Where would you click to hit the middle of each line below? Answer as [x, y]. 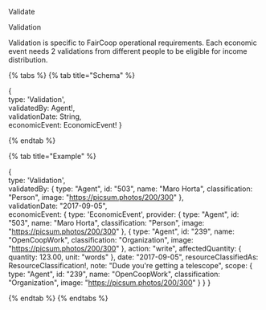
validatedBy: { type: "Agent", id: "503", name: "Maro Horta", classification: [131, 189]
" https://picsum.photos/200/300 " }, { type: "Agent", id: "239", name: [122, 231]
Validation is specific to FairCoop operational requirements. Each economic [133, 43]
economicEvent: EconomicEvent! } [65, 125]
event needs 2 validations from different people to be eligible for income [128, 51]
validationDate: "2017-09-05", [58, 206]
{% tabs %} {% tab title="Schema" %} [72, 75]
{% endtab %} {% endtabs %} [58, 298]
